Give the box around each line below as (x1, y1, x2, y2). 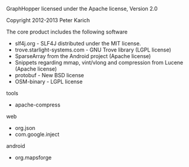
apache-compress (14, 101, 61, 108)
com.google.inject (14, 131, 60, 138)
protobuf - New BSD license (14, 72, 84, 78)
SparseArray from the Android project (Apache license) (14, 53, 151, 59)
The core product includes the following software (6, 28, 128, 35)
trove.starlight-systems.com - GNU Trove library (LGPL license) (14, 46, 172, 53)
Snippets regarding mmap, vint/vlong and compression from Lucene (14, 59, 184, 66)
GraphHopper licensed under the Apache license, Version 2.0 (6, 5, 158, 12)
